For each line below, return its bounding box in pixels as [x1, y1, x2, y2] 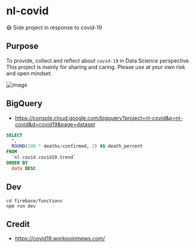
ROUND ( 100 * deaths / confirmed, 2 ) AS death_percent [11, 143, 143, 150]
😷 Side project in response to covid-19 [6, 24, 103, 31]
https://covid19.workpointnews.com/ [14, 235, 106, 242]
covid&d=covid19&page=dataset [14, 120, 96, 128]
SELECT [6, 132, 23, 138]
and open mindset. [6, 70, 53, 77]
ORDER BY [6, 160, 28, 166]
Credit [6, 219, 30, 229]
